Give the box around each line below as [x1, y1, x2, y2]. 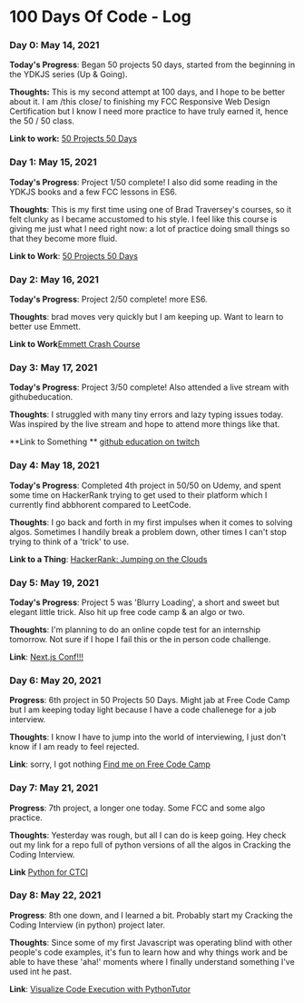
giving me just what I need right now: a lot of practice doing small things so [9, 223, 290, 233]
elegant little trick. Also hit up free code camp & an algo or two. [9, 606, 245, 617]
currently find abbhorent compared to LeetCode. [9, 499, 192, 510]
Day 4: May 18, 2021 [9, 459, 100, 472]
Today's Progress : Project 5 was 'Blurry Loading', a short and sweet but [9, 597, 279, 608]
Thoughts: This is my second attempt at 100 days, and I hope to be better [9, 86, 286, 97]
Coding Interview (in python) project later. [9, 919, 166, 930]
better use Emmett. [9, 321, 82, 333]
